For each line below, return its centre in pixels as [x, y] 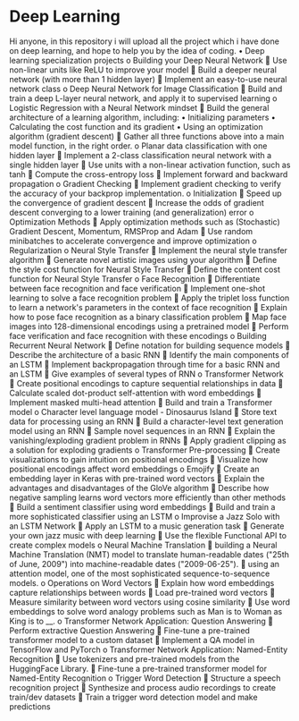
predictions [30, 706]
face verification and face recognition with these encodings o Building [138, 335]
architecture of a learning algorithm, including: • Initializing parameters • [143, 117]
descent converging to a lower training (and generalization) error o [132, 212]
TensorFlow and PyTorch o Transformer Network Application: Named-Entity [149, 649]
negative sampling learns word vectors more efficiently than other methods [148, 497]
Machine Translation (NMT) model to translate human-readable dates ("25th [149, 554]
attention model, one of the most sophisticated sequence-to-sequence [140, 573]
